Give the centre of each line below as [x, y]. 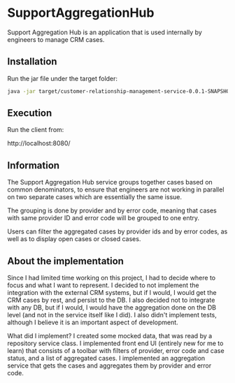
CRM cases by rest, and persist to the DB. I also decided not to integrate [111, 300]
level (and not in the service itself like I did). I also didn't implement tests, [112, 315]
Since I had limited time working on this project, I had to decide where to [112, 278]
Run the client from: [36, 130]
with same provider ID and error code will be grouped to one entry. [104, 218]
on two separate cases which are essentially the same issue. [95, 197]
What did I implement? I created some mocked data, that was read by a [110, 336]
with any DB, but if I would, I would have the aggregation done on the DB [112, 308]
